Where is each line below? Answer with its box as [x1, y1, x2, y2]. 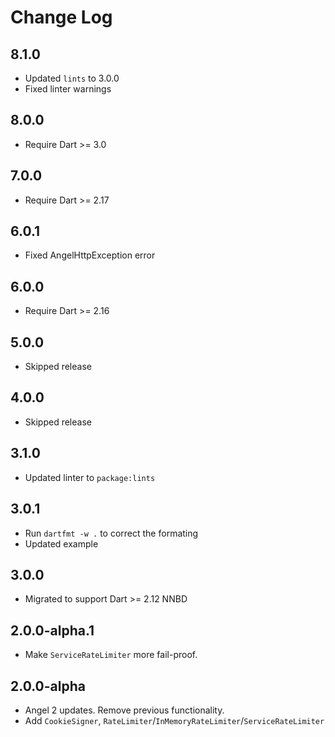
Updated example [24, 537, 99, 550]
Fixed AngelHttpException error [24, 249, 156, 261]
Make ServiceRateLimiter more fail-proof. [24, 649, 198, 661]
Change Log [10, 6, 113, 29]
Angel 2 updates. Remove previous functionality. [24, 704, 225, 716]
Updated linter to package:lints [24, 471, 156, 483]
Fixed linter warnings [24, 83, 112, 95]
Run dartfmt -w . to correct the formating [24, 527, 199, 539]
